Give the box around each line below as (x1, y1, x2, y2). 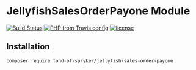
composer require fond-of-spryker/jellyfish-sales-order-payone (6, 57, 173, 64)
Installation (6, 42, 50, 52)
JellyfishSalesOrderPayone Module (6, 4, 191, 18)
